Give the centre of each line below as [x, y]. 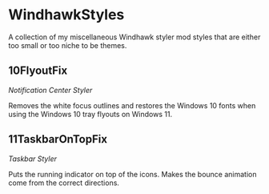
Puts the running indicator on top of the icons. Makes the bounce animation [132, 174]
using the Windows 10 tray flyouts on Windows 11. [90, 114]
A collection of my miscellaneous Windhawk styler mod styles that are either [134, 37]
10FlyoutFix [38, 71]
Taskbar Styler [33, 159]
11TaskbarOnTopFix [58, 139]
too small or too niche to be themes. [68, 45]
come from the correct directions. [64, 183]
